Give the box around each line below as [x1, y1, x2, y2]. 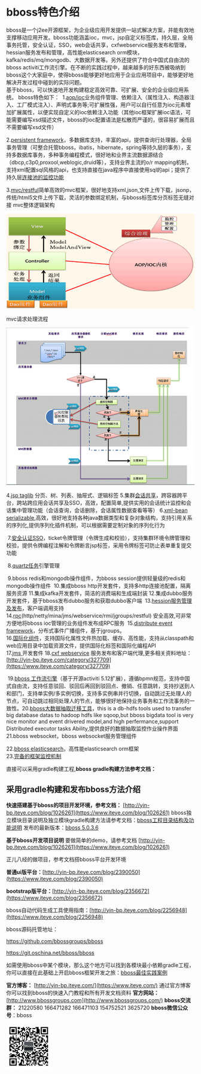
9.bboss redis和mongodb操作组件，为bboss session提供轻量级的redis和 [7, 575, 186, 582]
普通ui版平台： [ [6, 868, 45, 875]
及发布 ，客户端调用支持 [6, 605, 64, 612]
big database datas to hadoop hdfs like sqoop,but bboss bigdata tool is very [6, 711, 194, 718]
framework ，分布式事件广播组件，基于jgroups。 [6, 627, 125, 634]
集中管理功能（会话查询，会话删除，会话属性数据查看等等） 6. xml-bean [11, 507, 188, 514]
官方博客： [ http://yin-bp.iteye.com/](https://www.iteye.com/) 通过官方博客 [6, 981, 191, 988]
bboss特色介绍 [6, 5, 80, 19]
